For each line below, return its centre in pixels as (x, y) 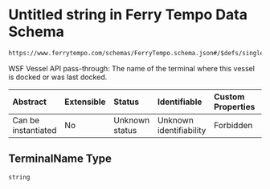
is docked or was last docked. (58, 77)
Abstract (29, 102)
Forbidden (233, 125)
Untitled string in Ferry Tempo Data (128, 15)
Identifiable (180, 102)
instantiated (35, 130)
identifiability (182, 130)
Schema (36, 32)
